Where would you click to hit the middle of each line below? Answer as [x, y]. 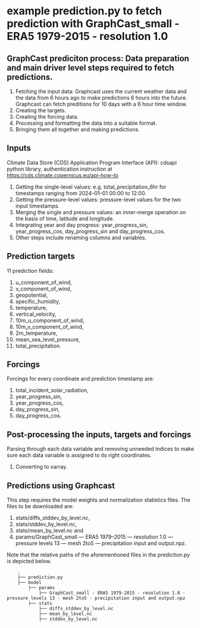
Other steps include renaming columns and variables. [81, 238]
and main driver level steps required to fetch [90, 68]
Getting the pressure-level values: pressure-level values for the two [98, 199]
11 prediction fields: [30, 270]
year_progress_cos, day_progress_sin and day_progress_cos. [90, 231]
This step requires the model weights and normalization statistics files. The [99, 500]
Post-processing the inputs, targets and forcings [99, 434]
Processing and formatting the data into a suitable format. [86, 123]
